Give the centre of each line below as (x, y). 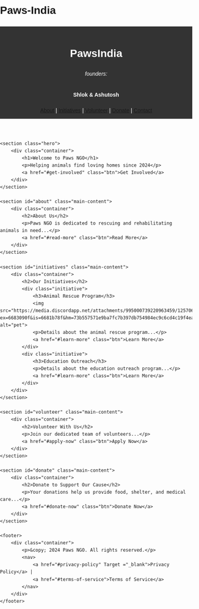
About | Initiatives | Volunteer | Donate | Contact (96, 110)
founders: (96, 74)
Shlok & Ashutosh (96, 95)
